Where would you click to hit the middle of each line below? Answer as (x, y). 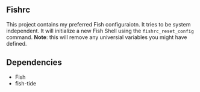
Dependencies (34, 63)
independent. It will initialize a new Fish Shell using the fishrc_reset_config (100, 31)
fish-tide (26, 83)
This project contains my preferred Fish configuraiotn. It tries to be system (98, 24)
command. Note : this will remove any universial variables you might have (97, 37)
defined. (17, 43)
